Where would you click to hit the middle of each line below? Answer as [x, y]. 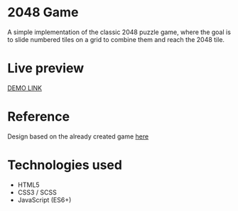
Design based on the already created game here [78, 136]
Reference [38, 117]
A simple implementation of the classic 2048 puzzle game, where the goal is [119, 32]
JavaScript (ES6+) [44, 200]
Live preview [46, 69]
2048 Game [43, 12]
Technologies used [65, 165]
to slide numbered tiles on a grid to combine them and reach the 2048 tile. [116, 39]
